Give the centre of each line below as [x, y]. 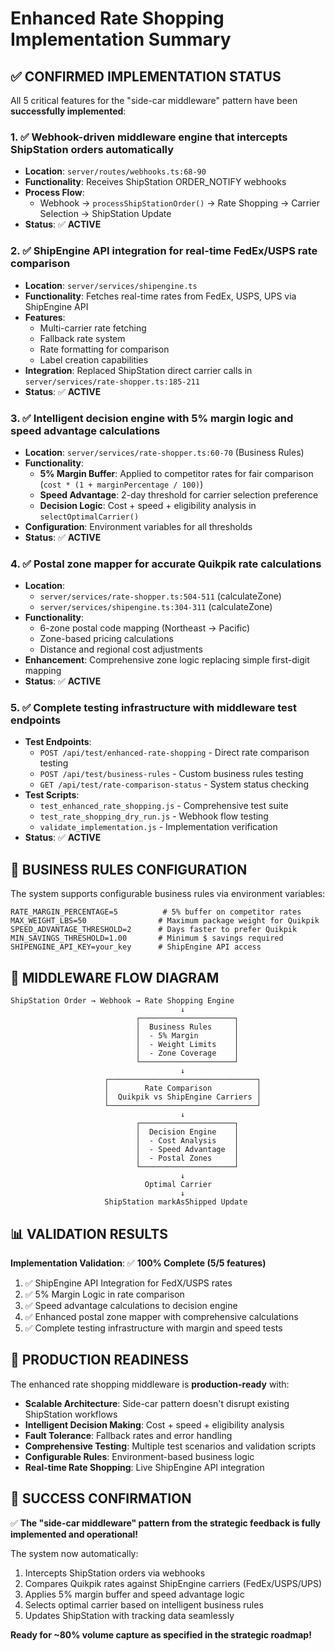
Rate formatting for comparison [104, 349]
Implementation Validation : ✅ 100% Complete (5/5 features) [138, 1263]
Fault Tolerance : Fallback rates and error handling [128, 1435]
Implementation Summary [121, 39]
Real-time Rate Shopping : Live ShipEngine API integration [144, 1467]
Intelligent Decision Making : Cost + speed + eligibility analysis [154, 1424]
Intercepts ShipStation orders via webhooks [115, 1573]
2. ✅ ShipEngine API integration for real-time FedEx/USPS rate [164, 251]
